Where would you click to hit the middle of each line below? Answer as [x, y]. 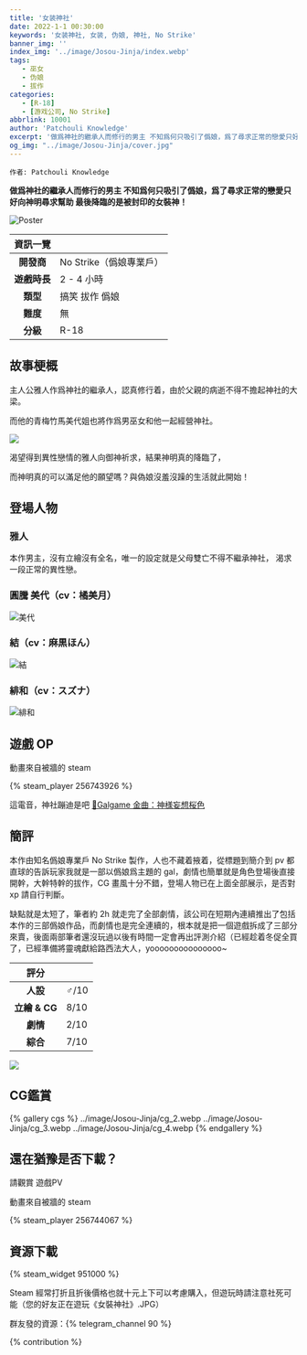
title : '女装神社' [42, 18]
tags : [20, 60]
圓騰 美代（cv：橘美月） [63, 595]
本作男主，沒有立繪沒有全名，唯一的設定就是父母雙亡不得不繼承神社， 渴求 [151, 558]
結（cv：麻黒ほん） [53, 643]
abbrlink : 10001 [40, 120]
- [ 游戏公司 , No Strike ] [66, 112]
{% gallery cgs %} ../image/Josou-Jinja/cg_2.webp [106, 1118]
